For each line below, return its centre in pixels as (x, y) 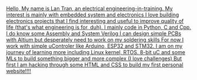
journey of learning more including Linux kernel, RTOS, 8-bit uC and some (96, 52)
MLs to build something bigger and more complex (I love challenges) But (94, 59)
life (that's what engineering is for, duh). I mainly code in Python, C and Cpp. (98, 27)
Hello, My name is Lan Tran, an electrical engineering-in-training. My (89, 9)
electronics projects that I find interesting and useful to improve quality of (95, 21)
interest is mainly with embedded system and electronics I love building (93, 15)
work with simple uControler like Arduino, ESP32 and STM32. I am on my (94, 46)
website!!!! (19, 71)
